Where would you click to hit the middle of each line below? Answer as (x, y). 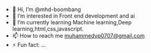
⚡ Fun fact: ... (29, 45)
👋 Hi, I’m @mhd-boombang (47, 9)
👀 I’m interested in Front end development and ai (73, 16)
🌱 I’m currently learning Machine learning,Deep (72, 22)
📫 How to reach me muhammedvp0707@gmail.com (79, 36)
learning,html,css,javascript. (48, 29)
